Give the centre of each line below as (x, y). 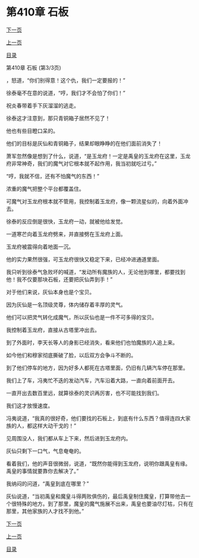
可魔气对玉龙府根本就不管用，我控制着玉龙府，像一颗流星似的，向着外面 (94, 201)
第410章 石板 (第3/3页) (34, 67)
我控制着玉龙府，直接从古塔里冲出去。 (53, 330)
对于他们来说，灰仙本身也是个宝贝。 (50, 292)
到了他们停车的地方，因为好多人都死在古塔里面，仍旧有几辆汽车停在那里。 (97, 368)
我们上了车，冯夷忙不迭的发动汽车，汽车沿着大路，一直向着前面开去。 (92, 380)
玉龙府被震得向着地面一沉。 (40, 247)
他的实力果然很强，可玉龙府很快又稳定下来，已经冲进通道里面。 (84, 259)
